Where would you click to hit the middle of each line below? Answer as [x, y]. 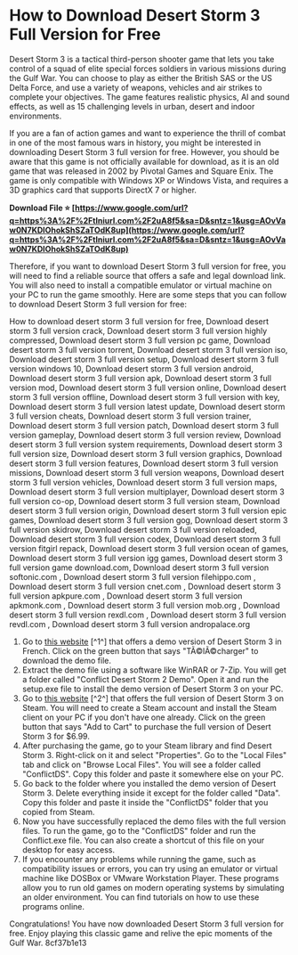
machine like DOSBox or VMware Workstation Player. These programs [150, 877]
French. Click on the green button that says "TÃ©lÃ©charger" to [140, 650]
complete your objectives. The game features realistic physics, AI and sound [149, 97]
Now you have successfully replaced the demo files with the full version [154, 821]
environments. [36, 116]
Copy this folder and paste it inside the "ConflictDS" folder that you [145, 802]
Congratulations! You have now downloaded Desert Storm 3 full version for [147, 924]
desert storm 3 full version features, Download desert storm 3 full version [144, 463]
